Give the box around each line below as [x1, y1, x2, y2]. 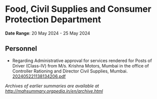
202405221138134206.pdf [12, 73, 66, 79]
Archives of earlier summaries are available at [5, 83, 99, 89]
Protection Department [5, 14, 101, 25]
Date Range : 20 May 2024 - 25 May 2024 [5, 30, 91, 36]
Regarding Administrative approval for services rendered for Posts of [12, 58, 152, 64]
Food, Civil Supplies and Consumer [5, 3, 152, 15]
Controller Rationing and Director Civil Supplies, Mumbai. [12, 68, 128, 74]
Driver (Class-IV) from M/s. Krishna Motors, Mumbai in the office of [12, 63, 149, 68]
